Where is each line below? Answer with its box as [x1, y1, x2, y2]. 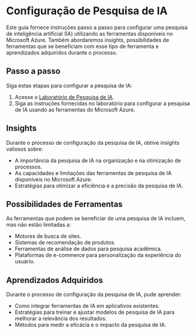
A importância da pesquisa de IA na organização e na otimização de [14, 157, 181, 164]
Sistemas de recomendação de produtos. [14, 239, 116, 246]
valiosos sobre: [6, 145, 43, 152]
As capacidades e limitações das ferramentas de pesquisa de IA [14, 169, 172, 176]
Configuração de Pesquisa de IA [6, 4, 168, 18]
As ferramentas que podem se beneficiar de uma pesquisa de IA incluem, [6, 215, 185, 222]
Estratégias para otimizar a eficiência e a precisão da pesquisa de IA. [14, 182, 184, 189]
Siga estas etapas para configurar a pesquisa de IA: [6, 82, 133, 89]
